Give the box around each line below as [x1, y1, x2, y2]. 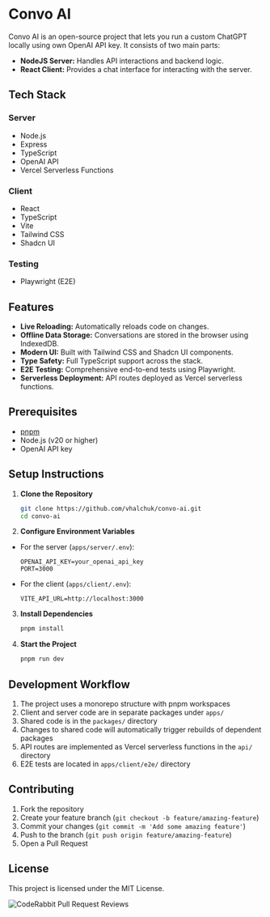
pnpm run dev [19, 655, 65, 664]
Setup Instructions [8, 467, 104, 482]
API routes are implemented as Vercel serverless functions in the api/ [19, 741, 253, 751]
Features [8, 300, 54, 314]
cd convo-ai [19, 512, 61, 520]
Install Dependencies [19, 609, 93, 619]
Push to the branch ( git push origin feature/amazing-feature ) [19, 830, 232, 839]
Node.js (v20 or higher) [19, 435, 99, 445]
